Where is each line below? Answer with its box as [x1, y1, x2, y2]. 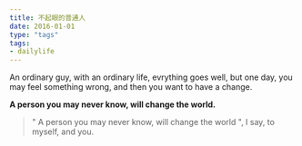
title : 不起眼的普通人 [9, 13, 86, 23]
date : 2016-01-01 [9, 22, 75, 31]
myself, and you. [31, 126, 94, 137]
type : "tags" [9, 30, 59, 39]
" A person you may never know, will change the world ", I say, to [31, 117, 276, 128]
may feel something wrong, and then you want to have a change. [9, 82, 253, 92]
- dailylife [9, 47, 55, 56]
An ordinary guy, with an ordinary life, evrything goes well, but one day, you [9, 72, 293, 83]
